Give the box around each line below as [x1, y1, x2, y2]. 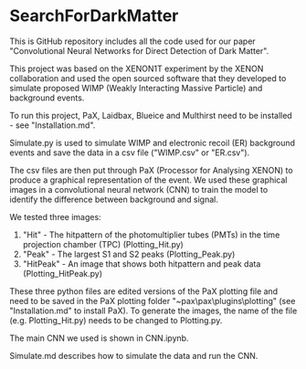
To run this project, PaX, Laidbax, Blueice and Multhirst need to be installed [9, 110, 292, 121]
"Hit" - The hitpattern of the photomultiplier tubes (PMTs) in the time [22, 229, 280, 240]
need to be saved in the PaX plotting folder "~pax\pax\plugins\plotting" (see [9, 295, 296, 306]
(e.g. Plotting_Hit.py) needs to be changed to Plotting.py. [9, 314, 223, 325]
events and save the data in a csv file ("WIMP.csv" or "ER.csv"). [9, 147, 250, 158]
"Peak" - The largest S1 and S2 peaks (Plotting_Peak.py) [22, 248, 236, 259]
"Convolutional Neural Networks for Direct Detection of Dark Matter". [9, 45, 269, 56]
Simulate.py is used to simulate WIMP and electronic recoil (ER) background [9, 137, 295, 148]
